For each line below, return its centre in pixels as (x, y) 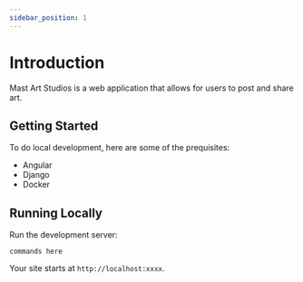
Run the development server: (64, 235)
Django (36, 175)
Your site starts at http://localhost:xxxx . (87, 268)
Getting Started (54, 126)
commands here (36, 252)
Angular (37, 165)
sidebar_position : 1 (49, 18)
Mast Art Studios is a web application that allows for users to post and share (151, 88)
